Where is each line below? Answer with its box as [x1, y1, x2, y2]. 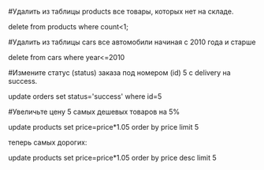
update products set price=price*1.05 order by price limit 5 [8, 123, 199, 131]
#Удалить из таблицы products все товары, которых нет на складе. [8, 7, 234, 16]
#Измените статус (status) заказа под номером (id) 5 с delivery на [8, 68, 231, 77]
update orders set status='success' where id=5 [8, 92, 162, 101]
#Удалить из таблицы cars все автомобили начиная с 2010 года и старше [8, 37, 256, 47]
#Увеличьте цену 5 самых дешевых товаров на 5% [8, 107, 180, 116]
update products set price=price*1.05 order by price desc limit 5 [8, 153, 217, 162]
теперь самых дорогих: [8, 138, 87, 147]
